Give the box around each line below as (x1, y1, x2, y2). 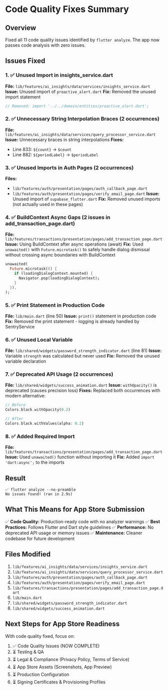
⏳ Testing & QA (12, 649, 44, 655)
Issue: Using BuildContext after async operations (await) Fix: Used (5, 241, 144, 247)
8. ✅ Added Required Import (5, 433, 75, 440)
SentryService (5, 323, 35, 329)
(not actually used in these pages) (12, 201, 83, 207)
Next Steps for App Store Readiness (5, 620, 120, 628)
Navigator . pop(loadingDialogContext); (18, 276, 100, 281)
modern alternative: (5, 393, 46, 399)
